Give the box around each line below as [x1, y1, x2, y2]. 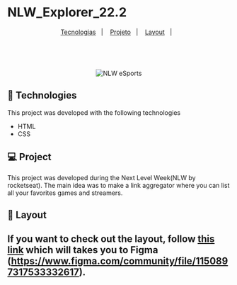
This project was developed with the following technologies [7, 108, 181, 117]
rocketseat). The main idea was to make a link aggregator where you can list [7, 181, 230, 189]
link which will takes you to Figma [7, 244, 158, 256]
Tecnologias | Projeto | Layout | [60, 28, 173, 36]
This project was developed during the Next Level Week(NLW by [7, 173, 196, 181]
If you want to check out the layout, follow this [7, 233, 215, 245]
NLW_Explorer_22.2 [7, 4, 127, 21]
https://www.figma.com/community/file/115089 [11, 255, 229, 267]
